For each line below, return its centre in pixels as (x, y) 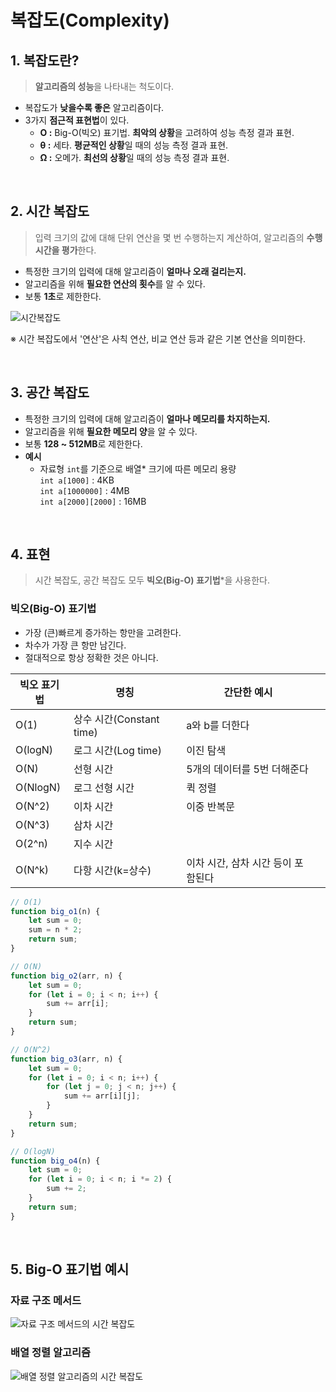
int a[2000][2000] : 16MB (93, 501)
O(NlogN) (38, 787)
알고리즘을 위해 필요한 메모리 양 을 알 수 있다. (111, 431)
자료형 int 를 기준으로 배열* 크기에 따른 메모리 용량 (138, 468)
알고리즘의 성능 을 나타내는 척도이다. (104, 86)
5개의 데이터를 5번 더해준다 (247, 769)
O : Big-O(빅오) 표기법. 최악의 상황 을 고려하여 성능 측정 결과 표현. (167, 132)
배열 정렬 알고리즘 (51, 1353)
